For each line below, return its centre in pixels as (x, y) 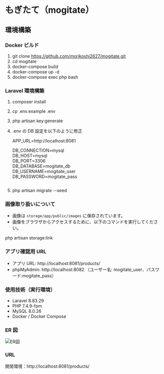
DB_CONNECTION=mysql (38, 150)
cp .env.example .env (34, 111)
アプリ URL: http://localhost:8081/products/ (56, 263)
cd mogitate (24, 61)
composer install (29, 102)
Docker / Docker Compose (39, 316)
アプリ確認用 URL (26, 252)
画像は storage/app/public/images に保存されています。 (68, 216)
